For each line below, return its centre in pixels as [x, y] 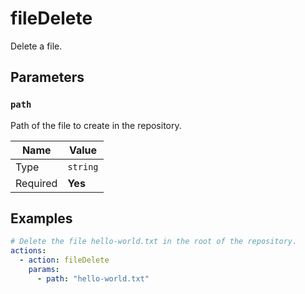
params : [44, 270]
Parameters [47, 77]
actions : [28, 251]
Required [36, 183]
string [83, 166]
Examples [41, 218]
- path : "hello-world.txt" [93, 278]
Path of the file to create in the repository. [96, 125]
